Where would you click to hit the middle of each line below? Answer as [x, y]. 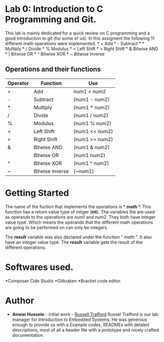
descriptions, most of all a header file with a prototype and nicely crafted [85, 330]
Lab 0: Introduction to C [54, 9]
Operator [18, 83]
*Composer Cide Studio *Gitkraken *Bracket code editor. [63, 281]
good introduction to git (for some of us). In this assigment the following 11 [80, 38]
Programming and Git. [51, 19]
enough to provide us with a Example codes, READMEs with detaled [81, 324]
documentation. [28, 335]
